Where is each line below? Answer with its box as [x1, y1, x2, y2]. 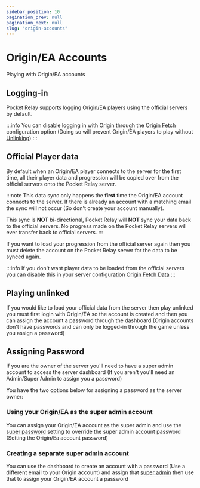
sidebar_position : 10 [6, 8, 60, 15]
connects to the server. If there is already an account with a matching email [6, 198, 192, 205]
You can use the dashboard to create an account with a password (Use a [6, 463, 186, 470]
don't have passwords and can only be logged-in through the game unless [6, 323, 190, 330]
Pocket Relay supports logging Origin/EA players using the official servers [6, 104, 188, 111]
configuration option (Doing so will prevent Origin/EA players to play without [6, 128, 193, 135]
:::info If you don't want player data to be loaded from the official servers [6, 264, 185, 271]
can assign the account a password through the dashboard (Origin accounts [6, 317, 194, 324]
